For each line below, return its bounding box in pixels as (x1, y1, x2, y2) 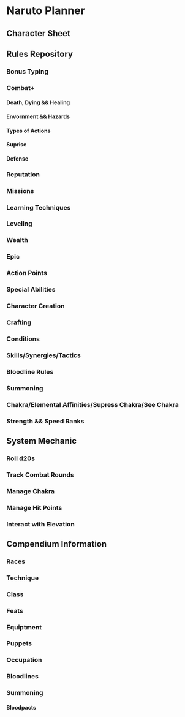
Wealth (6, 236, 29, 245)
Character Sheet (6, 28, 70, 39)
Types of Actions (6, 127, 51, 134)
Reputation (6, 170, 40, 178)
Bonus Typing (6, 67, 49, 75)
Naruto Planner (6, 4, 86, 18)
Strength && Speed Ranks (6, 417, 85, 425)
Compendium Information (6, 539, 107, 549)
